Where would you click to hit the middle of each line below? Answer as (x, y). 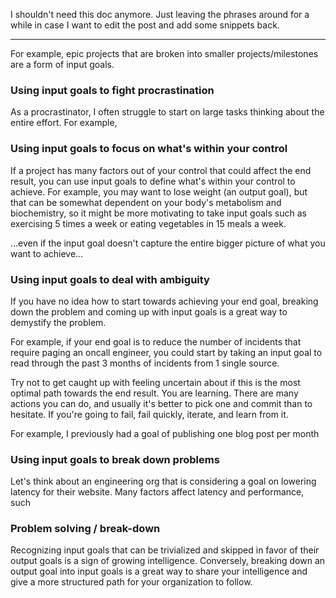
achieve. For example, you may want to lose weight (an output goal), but (159, 191)
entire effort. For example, (64, 123)
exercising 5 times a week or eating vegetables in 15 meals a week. (148, 223)
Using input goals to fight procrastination (112, 90)
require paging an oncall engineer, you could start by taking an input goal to (166, 352)
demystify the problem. (58, 322)
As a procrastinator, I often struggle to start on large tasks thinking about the (167, 112)
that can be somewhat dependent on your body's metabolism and (146, 202)
